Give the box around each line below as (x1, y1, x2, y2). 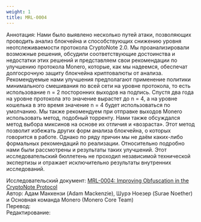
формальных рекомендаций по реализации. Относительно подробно (6, 140, 185, 147)
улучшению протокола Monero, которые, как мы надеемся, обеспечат (6, 63, 188, 70)
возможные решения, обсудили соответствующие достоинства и (6, 50, 176, 57)
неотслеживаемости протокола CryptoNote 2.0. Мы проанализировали (6, 43, 190, 51)
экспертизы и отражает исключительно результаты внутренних (6, 159, 172, 166)
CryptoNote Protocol (6, 183, 58, 190)
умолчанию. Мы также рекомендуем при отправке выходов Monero (6, 108, 182, 115)
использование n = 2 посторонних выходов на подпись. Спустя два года (6, 88, 194, 96)
